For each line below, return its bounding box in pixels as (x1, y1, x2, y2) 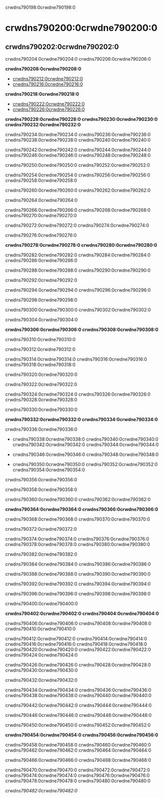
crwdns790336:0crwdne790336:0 (5, 426, 78, 432)
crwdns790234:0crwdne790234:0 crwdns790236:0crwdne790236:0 (5, 132, 151, 137)
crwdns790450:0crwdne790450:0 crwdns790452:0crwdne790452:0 (5, 722, 151, 728)
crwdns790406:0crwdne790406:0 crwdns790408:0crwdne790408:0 (5, 621, 151, 626)
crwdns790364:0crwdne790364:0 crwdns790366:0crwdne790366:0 (5, 506, 158, 512)
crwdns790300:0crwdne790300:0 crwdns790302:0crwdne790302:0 (5, 307, 151, 313)
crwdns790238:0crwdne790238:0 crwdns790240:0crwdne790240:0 (5, 137, 151, 143)
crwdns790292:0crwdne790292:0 (5, 277, 78, 283)
